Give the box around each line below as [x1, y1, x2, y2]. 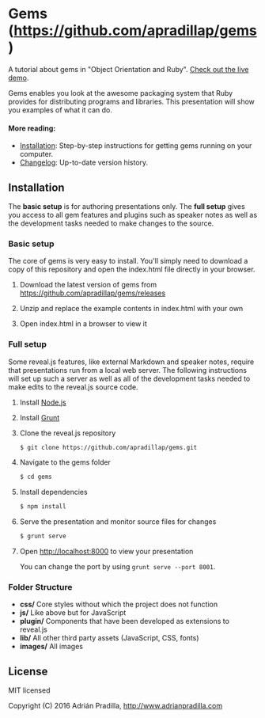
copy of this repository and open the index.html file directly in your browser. [8, 264, 256, 274]
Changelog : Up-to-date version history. [19, 158, 149, 167]
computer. [19, 150, 54, 159]
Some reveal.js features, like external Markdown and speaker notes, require [8, 357, 255, 367]
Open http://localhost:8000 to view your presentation [19, 547, 194, 557]
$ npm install [19, 503, 66, 511]
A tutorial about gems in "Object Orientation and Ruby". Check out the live [8, 64, 249, 74]
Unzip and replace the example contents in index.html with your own [19, 304, 244, 313]
